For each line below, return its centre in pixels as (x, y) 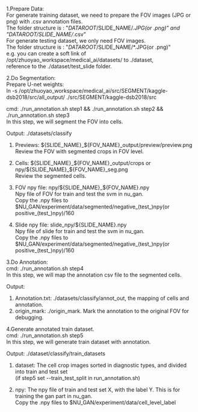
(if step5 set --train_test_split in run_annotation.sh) (77, 378)
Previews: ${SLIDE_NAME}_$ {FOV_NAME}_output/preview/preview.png (104, 145)
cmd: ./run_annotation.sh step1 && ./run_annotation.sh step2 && (85, 109)
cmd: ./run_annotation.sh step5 (45, 336)
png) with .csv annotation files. (45, 21)
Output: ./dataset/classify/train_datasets (56, 354)
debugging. (29, 317)
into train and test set (41, 372)
